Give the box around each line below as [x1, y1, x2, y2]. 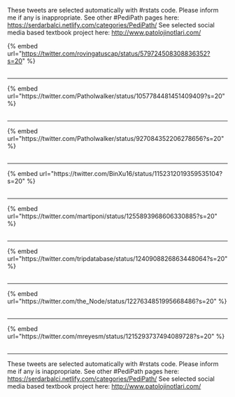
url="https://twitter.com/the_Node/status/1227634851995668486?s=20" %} [7, 297, 227, 305]
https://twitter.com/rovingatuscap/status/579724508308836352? [21, 49, 211, 58]
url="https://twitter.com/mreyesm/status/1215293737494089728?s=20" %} [7, 332, 225, 340]
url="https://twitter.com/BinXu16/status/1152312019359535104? [39, 170, 222, 177]
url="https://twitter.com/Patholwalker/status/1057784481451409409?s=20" [7, 92, 225, 100]
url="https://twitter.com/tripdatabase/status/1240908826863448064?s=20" [7, 255, 228, 262]
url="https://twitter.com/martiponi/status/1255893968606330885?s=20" [7, 212, 218, 220]
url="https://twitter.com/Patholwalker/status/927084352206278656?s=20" [7, 135, 225, 142]
